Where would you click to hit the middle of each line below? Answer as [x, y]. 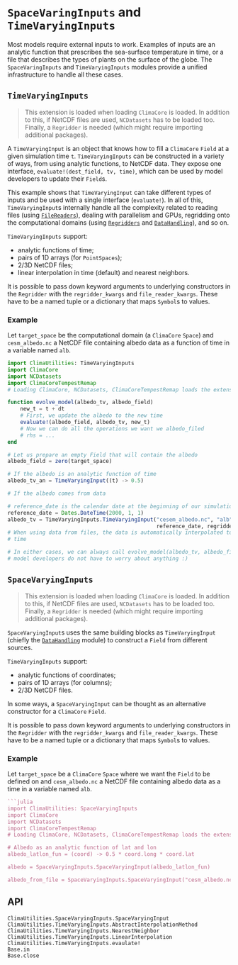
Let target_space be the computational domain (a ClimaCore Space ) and [110, 335]
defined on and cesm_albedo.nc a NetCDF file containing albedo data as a [114, 781]
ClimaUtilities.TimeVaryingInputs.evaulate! [74, 943]
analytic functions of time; [56, 250]
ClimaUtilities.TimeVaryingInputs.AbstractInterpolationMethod [103, 925]
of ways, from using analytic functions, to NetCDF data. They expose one [114, 163]
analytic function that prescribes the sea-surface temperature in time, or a [116, 52]
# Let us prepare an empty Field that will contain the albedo [103, 454]
